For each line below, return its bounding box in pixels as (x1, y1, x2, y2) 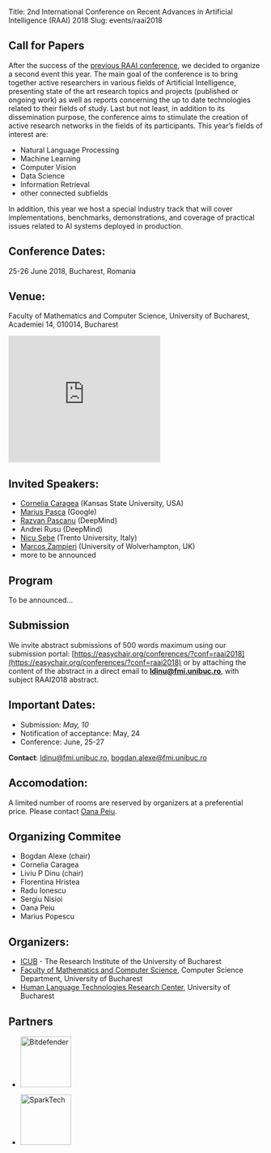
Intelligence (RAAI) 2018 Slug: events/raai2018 (8, 15, 163, 25)
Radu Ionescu (19, 885, 66, 895)
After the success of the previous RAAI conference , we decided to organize (8, 60, 260, 70)
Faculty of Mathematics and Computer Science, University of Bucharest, (8, 311, 250, 321)
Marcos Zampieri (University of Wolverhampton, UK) (19, 542, 196, 551)
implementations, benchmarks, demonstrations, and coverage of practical (8, 212, 255, 222)
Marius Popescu (19, 911, 75, 921)
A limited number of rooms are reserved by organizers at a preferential (8, 798, 243, 808)
